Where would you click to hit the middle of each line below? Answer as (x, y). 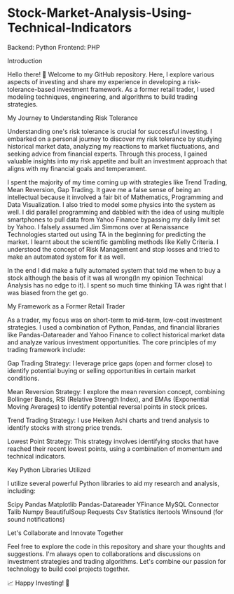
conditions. (23, 378)
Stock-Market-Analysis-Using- (100, 13)
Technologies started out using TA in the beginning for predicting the (107, 234)
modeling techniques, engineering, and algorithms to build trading (103, 97)
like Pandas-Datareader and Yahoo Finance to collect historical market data (116, 335)
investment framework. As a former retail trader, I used (136, 89)
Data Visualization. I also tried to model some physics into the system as (111, 204)
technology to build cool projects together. (69, 569)
